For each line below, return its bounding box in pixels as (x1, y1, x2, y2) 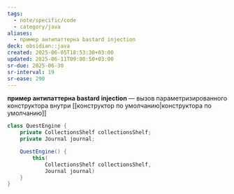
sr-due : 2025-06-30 (7, 62, 64, 69)
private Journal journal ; (20, 135, 96, 143)
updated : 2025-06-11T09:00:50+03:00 (7, 56, 114, 63)
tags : (7, 10, 23, 17)
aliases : (7, 29, 33, 37)
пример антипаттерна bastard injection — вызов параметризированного (7, 94, 228, 103)
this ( (32, 154, 49, 161)
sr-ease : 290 (7, 75, 45, 82)
